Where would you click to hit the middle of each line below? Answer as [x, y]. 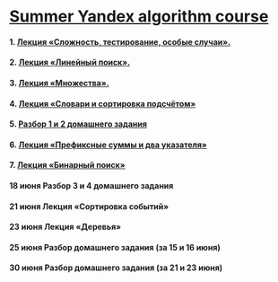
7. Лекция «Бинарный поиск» [67, 165]
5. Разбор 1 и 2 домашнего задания [78, 124]
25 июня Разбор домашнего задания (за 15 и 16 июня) [115, 247]
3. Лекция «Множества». [59, 83]
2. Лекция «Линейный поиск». [70, 62]
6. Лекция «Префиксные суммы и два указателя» [109, 145]
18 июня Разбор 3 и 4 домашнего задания [91, 185]
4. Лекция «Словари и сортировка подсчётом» [103, 103]
